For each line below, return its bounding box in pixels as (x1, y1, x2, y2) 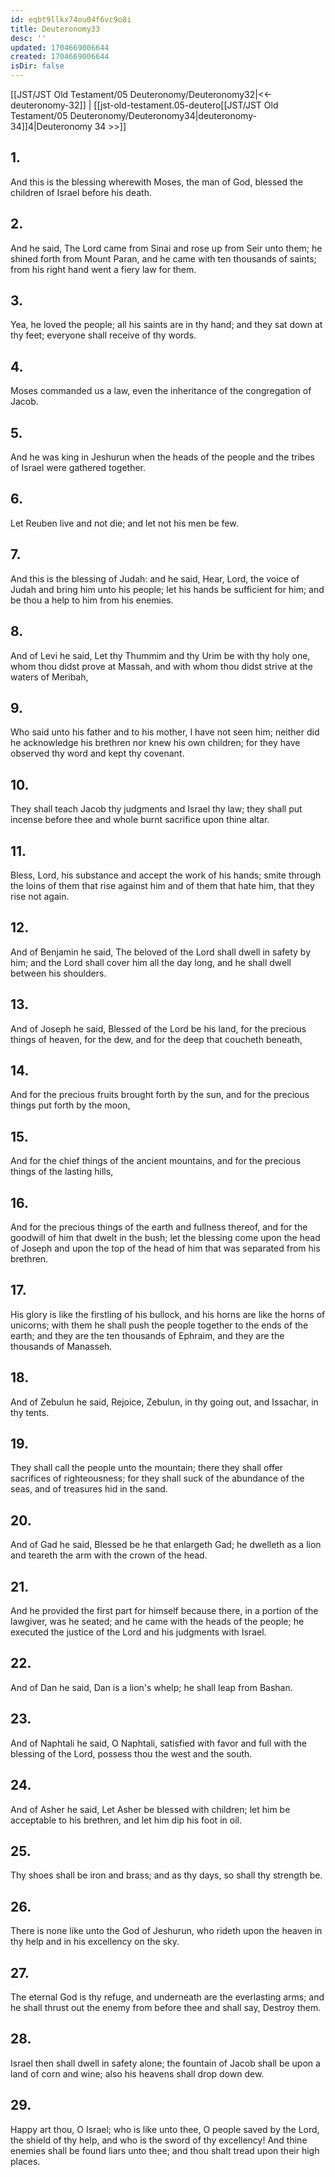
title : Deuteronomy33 (10, 24, 101, 34)
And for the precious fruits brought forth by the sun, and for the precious (10, 1089, 310, 1101)
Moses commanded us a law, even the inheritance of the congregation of (10, 385, 312, 397)
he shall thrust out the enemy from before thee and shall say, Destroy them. (10, 2001, 322, 2013)
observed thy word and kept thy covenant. (10, 747, 185, 760)
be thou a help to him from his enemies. (10, 594, 174, 606)
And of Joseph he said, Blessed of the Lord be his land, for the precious (10, 1022, 307, 1035)
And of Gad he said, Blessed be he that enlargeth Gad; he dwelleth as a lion (10, 1539, 322, 1551)
